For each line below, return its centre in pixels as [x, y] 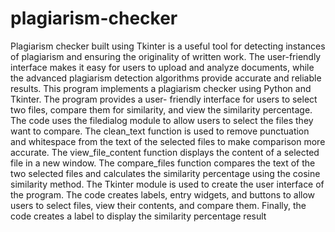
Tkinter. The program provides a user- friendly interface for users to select [164, 99]
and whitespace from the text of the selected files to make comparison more [168, 141]
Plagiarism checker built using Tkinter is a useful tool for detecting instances [168, 46]
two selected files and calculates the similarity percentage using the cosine [165, 173]
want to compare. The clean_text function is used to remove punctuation [160, 131]
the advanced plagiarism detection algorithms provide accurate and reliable [166, 78]
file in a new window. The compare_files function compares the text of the [163, 163]
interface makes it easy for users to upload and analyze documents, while [162, 67]
